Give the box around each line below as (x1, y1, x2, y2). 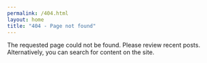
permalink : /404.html (7, 9, 69, 17)
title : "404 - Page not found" (7, 22, 96, 29)
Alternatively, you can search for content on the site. (7, 48, 155, 56)
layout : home (7, 16, 44, 23)
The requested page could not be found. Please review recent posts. (7, 41, 200, 49)
